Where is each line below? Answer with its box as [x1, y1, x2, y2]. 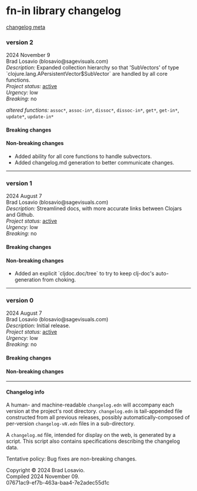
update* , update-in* [6, 113, 54, 120]
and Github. [6, 211, 35, 218]
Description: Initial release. [6, 322, 70, 329]
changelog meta [6, 23, 46, 31]
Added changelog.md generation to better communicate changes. [14, 159, 175, 166]
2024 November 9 [6, 52, 50, 59]
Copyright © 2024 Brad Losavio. [6, 467, 85, 474]
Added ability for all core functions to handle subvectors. [14, 153, 152, 160]
